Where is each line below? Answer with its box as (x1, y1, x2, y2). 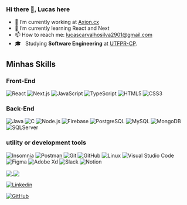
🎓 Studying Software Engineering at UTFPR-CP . (14, 40, 138, 47)
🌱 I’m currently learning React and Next (14, 25, 110, 32)
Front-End (6, 77, 36, 85)
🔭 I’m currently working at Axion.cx (14, 19, 100, 26)
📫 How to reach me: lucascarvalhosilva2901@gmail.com (14, 32, 152, 39)
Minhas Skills (6, 59, 56, 69)
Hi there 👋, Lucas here (6, 5, 70, 13)
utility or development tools (6, 138, 87, 147)
